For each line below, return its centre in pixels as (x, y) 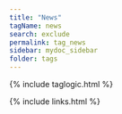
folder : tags (34, 59)
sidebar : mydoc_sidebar (54, 51)
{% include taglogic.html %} (61, 84)
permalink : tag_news (48, 42)
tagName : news (36, 26)
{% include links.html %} (55, 102)
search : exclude (39, 34)
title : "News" (36, 17)
